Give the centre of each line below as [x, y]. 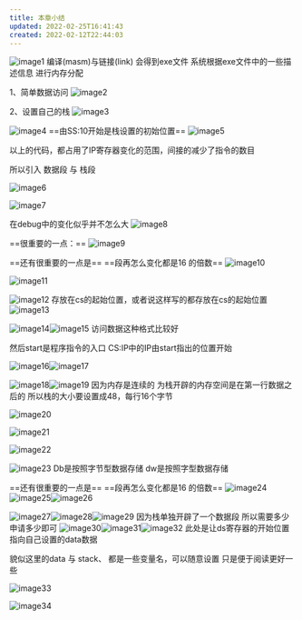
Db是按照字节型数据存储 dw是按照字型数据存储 [141, 468]
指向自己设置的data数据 [54, 540]
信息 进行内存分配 [50, 73]
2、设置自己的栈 [40, 112]
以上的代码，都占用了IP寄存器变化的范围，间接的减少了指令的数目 [132, 150]
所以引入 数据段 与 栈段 [53, 170]
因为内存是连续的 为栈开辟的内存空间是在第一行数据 [188, 385]
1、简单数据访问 [39, 93]
